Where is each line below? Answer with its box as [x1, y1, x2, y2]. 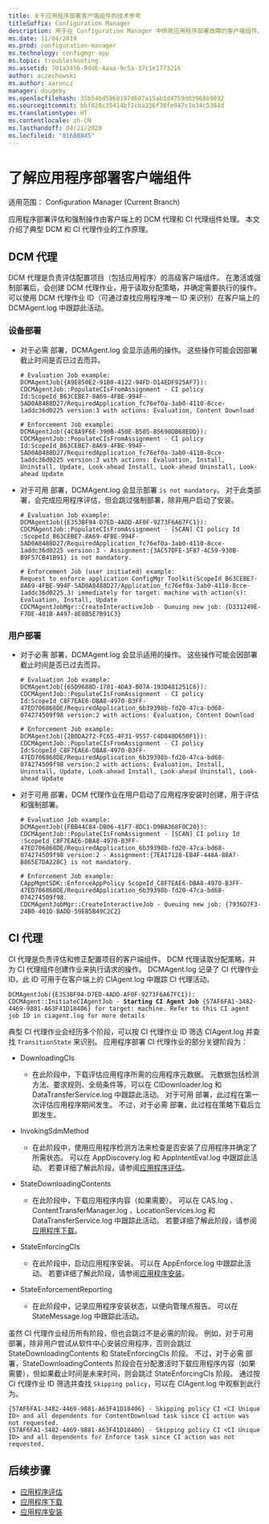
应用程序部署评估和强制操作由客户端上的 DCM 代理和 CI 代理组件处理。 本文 [8, 214, 260, 224]
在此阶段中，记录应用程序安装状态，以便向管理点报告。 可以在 [31, 1301, 238, 1311]
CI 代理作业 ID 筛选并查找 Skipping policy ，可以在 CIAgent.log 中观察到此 [8, 1378, 255, 1388]
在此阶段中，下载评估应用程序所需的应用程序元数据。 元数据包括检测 [31, 1069, 259, 1079]
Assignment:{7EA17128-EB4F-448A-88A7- [109, 851, 240, 859]
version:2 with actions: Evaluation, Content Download [67, 710, 255, 719]
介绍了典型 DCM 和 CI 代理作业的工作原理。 [8, 224, 153, 234]
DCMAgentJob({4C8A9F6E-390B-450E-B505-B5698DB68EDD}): [19, 428, 208, 436]
